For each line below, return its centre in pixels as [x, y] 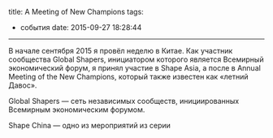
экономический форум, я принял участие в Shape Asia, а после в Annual [135, 68]
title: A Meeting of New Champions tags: [76, 12]
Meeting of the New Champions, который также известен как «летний [128, 77]
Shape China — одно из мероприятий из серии [89, 125]
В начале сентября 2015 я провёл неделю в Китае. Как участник [121, 51]
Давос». [23, 85]
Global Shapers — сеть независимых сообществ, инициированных [124, 101]
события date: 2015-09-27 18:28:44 [81, 27]
